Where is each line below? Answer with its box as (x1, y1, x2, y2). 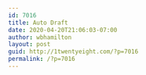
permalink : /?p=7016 (8, 55, 76, 63)
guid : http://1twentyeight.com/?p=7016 (8, 48, 139, 55)
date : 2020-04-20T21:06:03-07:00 (8, 26, 118, 34)
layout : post (8, 41, 51, 48)
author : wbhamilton (8, 33, 72, 41)
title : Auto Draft (8, 19, 68, 27)
